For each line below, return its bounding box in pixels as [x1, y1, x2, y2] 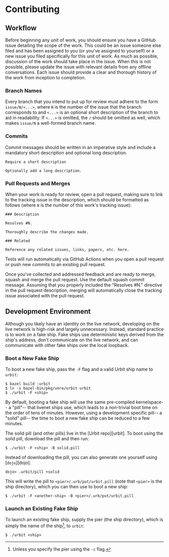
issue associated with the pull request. [5, 292, 85, 298]
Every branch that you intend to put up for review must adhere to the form [5, 98, 158, 105]
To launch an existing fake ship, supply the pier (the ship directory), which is [5, 517, 163, 523]
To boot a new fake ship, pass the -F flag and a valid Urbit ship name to [5, 366, 153, 372]
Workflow [5, 24, 37, 32]
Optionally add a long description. [5, 168, 82, 173]
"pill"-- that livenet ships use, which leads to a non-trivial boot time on [12, 404, 157, 410]
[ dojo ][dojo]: [5, 460, 31, 466]
